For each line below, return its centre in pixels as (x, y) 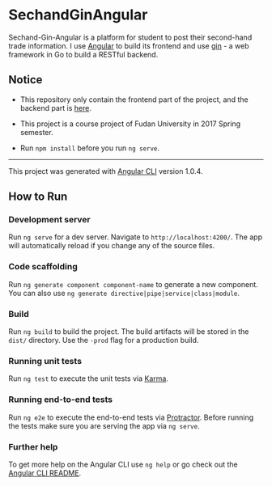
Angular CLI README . (45, 473)
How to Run (38, 197)
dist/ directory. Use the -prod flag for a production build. (104, 340)
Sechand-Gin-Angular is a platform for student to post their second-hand (130, 37)
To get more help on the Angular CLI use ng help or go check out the (123, 464)
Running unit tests (45, 361)
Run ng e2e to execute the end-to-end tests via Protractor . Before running (131, 417)
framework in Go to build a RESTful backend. (83, 54)
